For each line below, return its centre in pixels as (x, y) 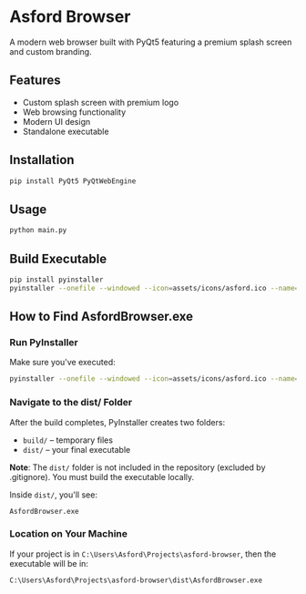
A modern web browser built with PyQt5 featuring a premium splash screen (151, 42)
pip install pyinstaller (56, 280)
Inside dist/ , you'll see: (54, 495)
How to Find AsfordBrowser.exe (102, 317)
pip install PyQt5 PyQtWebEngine (73, 181)
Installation (42, 160)
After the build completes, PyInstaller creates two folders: (117, 422)
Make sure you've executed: (62, 363)
